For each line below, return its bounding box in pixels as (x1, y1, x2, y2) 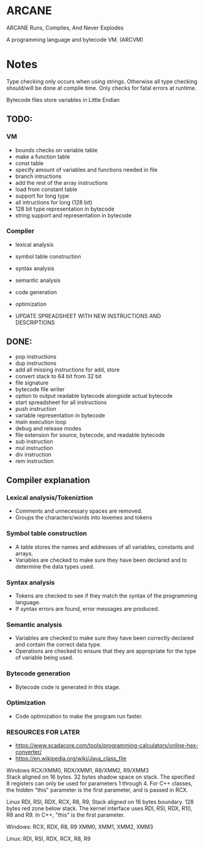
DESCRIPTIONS (15, 319, 55, 326)
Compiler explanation (6, 475, 91, 486)
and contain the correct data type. (15, 641, 102, 648)
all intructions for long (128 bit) (15, 198, 93, 206)
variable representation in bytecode (15, 411, 105, 419)
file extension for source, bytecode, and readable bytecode (15, 431, 165, 438)
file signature (15, 379, 49, 386)
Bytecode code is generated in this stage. (15, 683, 121, 691)
